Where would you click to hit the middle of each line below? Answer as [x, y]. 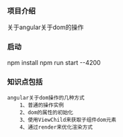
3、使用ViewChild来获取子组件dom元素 [68, 120]
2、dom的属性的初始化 [47, 112]
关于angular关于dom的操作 [46, 27]
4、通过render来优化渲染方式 [56, 127]
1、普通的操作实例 [42, 105]
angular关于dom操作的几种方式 [46, 98]
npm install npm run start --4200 [54, 62]
